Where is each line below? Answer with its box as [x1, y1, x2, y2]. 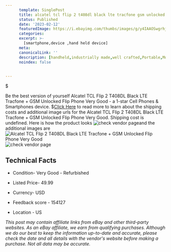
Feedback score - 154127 [12, 199, 66, 205]
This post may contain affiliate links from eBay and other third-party [5, 219, 149, 225]
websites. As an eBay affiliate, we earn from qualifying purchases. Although [5, 225, 165, 231]
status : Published [18, 17, 58, 22]
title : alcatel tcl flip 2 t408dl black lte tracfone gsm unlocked [18, 12, 165, 17]
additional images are [5, 125, 50, 131]
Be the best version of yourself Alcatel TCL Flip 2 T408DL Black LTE [5, 93, 148, 99]
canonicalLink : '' [18, 50, 58, 55]
